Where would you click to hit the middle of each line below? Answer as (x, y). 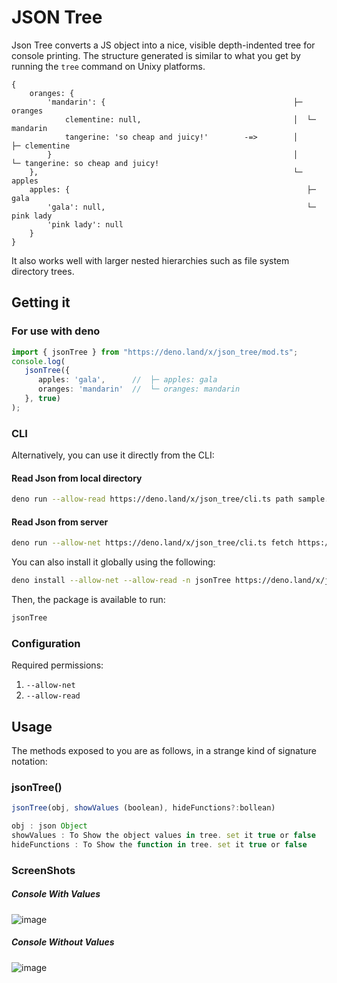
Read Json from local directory (77, 478)
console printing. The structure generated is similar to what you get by (156, 55)
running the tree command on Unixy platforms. (108, 66)
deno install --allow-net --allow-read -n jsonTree (121, 581)
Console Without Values (63, 942)
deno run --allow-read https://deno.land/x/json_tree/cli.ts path (152, 499)
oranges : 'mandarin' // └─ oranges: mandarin (139, 389)
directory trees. (43, 271)
